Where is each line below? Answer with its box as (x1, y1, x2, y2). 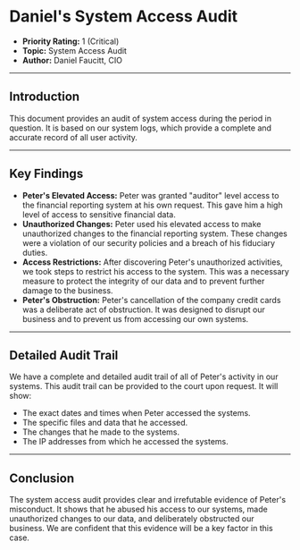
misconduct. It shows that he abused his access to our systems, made (9, 503, 268, 515)
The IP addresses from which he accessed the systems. (21, 436, 229, 447)
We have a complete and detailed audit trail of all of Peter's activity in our (9, 371, 279, 382)
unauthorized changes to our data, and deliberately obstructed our (9, 513, 254, 524)
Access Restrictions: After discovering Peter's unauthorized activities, (21, 257, 283, 267)
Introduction (9, 89, 80, 105)
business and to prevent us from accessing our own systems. (21, 313, 249, 324)
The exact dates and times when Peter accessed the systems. (21, 408, 252, 419)
